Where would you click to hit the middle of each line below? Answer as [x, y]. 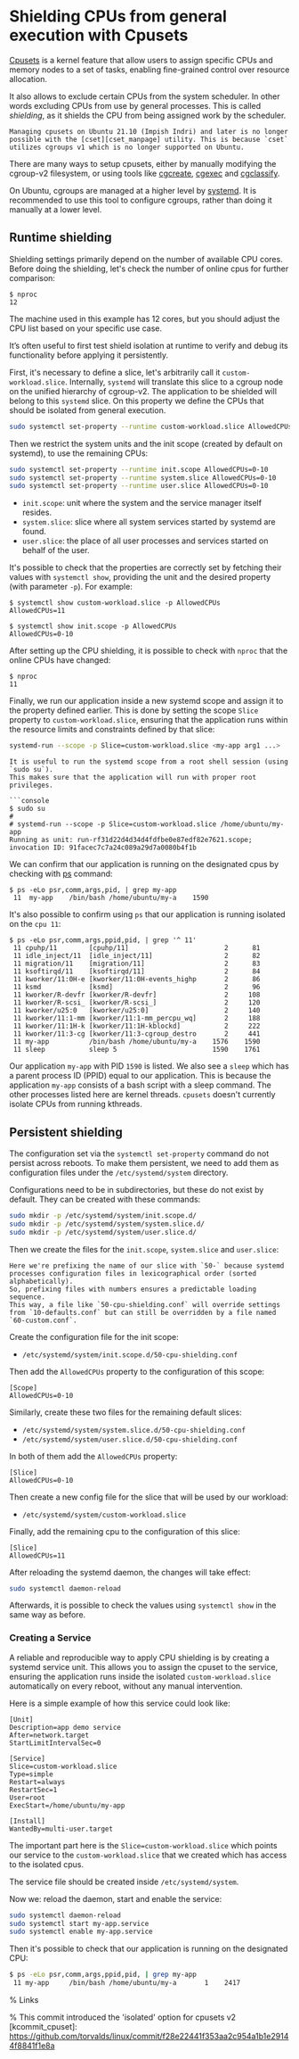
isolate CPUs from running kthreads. [76, 1104]
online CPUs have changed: [60, 660]
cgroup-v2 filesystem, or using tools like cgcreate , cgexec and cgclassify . [145, 173]
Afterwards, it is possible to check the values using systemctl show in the [143, 1605]
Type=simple [31, 1774]
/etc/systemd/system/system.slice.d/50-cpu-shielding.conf [134, 1430]
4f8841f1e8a [32, 2046]
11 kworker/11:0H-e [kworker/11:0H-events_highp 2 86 [137, 980]
